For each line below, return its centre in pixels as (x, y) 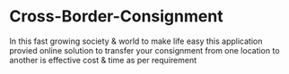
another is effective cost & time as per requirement (103, 60)
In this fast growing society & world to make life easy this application (136, 41)
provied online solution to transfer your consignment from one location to (144, 50)
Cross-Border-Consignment (116, 16)
